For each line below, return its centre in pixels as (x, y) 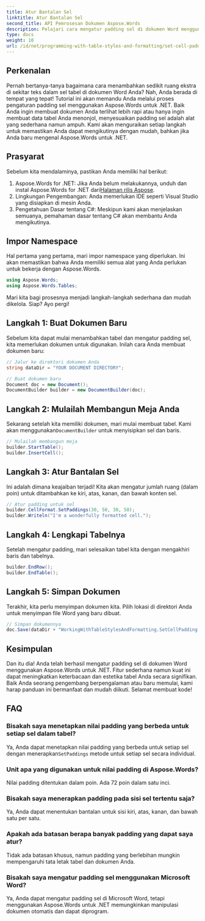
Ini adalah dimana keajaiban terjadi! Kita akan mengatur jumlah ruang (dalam (102, 487)
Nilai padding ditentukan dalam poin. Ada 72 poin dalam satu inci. (88, 783)
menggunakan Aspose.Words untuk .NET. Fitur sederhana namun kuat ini (99, 670)
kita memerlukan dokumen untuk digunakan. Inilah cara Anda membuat (96, 344)
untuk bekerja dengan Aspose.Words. (54, 269)
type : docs (20, 35)
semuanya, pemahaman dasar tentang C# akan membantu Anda (96, 216)
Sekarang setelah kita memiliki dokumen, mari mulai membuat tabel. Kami (99, 424)
